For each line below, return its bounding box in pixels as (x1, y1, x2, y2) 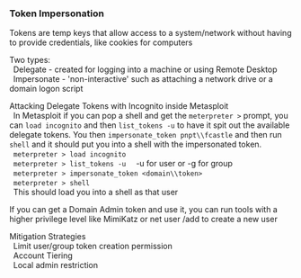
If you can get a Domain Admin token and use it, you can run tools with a (9, 204, 279, 215)
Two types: (9, 55, 51, 66)
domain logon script (9, 84, 84, 94)
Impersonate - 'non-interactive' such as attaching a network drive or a (13, 74, 274, 85)
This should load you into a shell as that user (13, 187, 179, 198)
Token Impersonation (9, 7, 105, 20)
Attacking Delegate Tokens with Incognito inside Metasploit (9, 101, 229, 112)
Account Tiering (13, 250, 74, 261)
